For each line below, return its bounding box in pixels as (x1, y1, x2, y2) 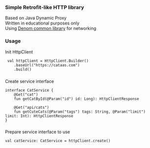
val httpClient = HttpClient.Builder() (7, 58, 89, 63)
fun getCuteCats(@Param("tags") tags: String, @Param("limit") (14, 109, 146, 114)
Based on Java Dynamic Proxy (5, 15, 67, 21)
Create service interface (5, 78, 54, 84)
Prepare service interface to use (5, 129, 70, 135)
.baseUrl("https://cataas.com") (14, 63, 80, 68)
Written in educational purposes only (5, 20, 80, 26)
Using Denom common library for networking (5, 25, 97, 31)
